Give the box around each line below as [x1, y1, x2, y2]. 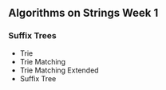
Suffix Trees [8, 30, 57, 41]
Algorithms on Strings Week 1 [8, 6, 159, 20]
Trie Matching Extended [19, 65, 99, 75]
